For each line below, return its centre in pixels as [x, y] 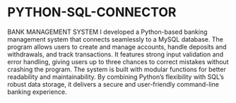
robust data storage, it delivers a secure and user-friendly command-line [113, 84]
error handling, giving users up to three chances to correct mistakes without [118, 61]
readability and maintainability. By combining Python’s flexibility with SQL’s [116, 77]
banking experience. [37, 92]
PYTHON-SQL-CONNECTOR [92, 12]
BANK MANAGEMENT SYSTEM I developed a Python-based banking [107, 32]
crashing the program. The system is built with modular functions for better [117, 69]
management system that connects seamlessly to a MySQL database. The [116, 39]
